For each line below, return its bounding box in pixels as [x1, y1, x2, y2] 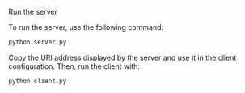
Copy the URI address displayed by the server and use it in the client [8, 53, 237, 62]
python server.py [8, 38, 67, 46]
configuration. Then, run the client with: [8, 61, 140, 71]
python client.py [8, 77, 67, 85]
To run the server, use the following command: [8, 23, 164, 32]
